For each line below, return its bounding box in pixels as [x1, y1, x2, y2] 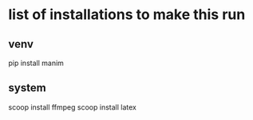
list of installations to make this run [8, 6, 246, 24]
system [8, 81, 46, 95]
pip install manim [8, 58, 64, 68]
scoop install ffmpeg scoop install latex [8, 102, 137, 112]
